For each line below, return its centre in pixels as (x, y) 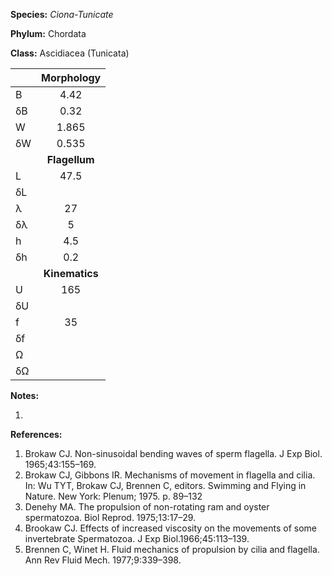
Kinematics (71, 273)
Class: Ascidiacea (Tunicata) (70, 53)
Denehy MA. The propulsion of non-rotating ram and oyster (147, 507)
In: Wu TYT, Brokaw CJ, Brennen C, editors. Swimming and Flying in (165, 485)
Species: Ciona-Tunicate (62, 14)
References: (36, 434)
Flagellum (70, 159)
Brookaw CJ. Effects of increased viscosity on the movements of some (171, 528)
